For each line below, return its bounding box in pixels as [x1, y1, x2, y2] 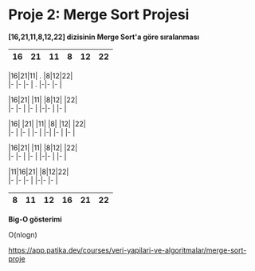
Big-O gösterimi [8, 214, 62, 224]
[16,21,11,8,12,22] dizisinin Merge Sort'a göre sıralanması [8, 32, 200, 42]
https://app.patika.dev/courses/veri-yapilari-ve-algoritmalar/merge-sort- [8, 245, 247, 255]
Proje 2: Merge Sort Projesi [8, 6, 190, 24]
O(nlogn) [8, 229, 37, 239]
